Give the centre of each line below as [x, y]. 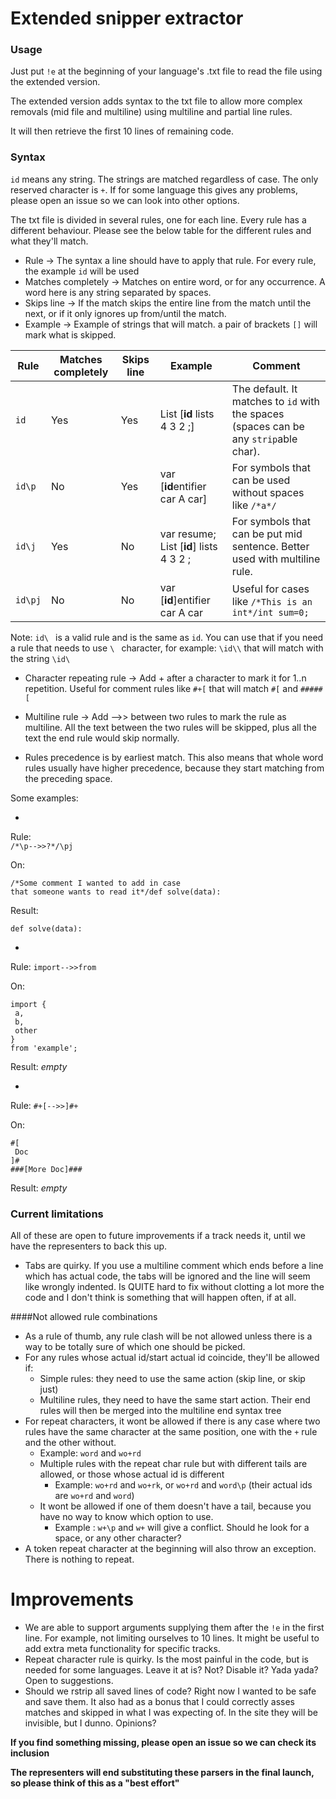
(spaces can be [268, 426]
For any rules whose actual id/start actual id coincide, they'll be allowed [172, 1358]
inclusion [30, 1753]
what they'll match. [49, 241]
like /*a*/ [254, 505]
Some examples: [44, 798]
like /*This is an [272, 601]
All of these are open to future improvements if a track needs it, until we [158, 1236]
